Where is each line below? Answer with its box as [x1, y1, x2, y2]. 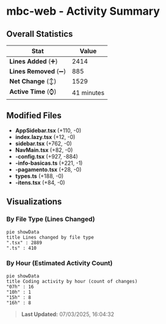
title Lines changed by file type [6, 234, 95, 240]
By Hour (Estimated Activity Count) [6, 259, 113, 268]
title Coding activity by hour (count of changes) [6, 278, 138, 284]
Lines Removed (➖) [9, 67, 66, 75]
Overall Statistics [6, 29, 73, 39]
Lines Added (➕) [9, 57, 58, 66]
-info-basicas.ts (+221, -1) [15, 159, 83, 167]
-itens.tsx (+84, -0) [15, 179, 65, 186]
